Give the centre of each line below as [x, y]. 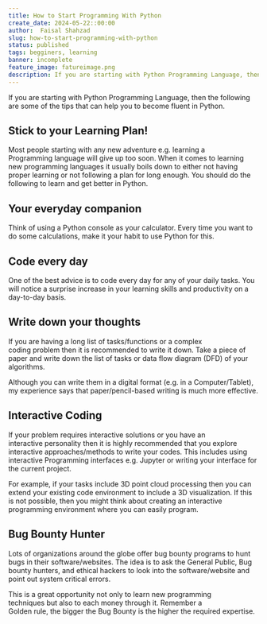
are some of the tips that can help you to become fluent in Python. [116, 106]
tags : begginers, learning [53, 52]
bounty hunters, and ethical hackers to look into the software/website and [129, 570]
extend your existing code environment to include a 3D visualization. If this [130, 492]
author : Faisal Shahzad [49, 30]
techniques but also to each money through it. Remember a [105, 603]
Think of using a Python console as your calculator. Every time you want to [130, 228]
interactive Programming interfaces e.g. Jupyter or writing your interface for [133, 460]
